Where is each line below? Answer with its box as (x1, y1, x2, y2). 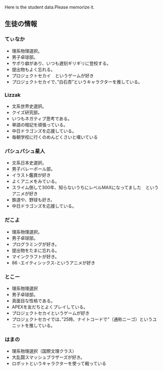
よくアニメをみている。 (11, 178, 60, 184)
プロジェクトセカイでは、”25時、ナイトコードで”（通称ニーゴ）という (11, 316, 153, 322)
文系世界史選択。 (11, 103, 47, 109)
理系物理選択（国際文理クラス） (11, 348, 77, 354)
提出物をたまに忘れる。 (11, 247, 60, 253)
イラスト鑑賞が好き (11, 172, 51, 178)
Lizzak (4, 91, 21, 98)
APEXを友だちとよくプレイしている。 (11, 304, 88, 310)
